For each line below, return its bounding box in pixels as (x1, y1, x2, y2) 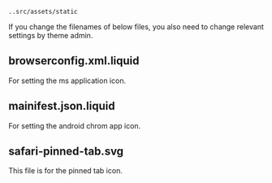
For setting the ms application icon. (8, 76, 127, 85)
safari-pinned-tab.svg (8, 145, 124, 159)
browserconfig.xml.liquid (8, 54, 140, 68)
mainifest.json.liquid (8, 99, 115, 113)
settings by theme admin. (8, 31, 93, 40)
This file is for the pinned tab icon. (8, 166, 123, 176)
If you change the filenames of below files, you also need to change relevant (8, 22, 264, 32)
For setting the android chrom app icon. (8, 120, 141, 130)
